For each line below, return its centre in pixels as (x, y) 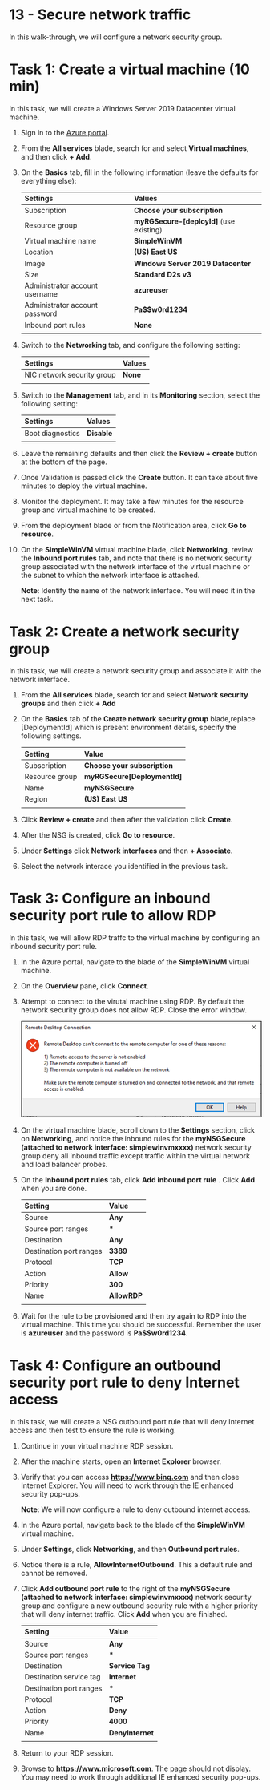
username (41, 294)
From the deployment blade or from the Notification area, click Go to (133, 526)
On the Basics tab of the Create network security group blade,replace (138, 719)
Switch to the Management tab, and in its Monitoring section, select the (140, 395)
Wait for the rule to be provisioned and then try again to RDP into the (133, 1315)
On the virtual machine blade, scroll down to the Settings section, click (138, 1130)
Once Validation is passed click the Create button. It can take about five (139, 478)
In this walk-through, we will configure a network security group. (116, 37)
